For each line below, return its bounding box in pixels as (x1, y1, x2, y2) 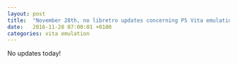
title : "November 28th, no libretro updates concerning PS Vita (7, 17, 203, 24)
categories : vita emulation (7, 30, 90, 37)
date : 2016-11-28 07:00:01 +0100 (7, 23, 112, 30)
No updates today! (7, 49, 61, 58)
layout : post (7, 10, 46, 18)
